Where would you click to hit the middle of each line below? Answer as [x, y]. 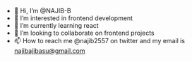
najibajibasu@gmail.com [50, 51]
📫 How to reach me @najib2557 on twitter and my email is [100, 41]
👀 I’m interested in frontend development [73, 18]
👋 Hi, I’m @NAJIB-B [43, 11]
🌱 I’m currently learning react [56, 25]
